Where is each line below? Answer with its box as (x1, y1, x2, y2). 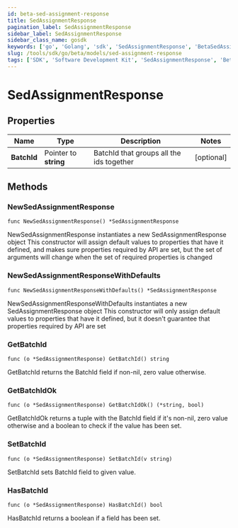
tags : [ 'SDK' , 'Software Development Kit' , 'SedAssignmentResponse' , (7, 57, 217, 64)
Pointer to (44, 148, 76, 158)
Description (120, 136, 161, 146)
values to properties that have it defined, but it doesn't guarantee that (7, 314, 210, 323)
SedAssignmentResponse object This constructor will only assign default (7, 306, 221, 315)
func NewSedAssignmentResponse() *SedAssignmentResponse (7, 218, 179, 225)
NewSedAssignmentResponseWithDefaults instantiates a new (7, 299, 188, 308)
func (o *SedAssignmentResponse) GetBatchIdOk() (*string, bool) (7, 401, 204, 409)
